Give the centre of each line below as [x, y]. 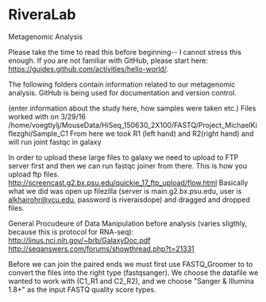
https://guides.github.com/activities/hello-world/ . [89, 68]
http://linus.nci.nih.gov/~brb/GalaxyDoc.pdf [79, 240]
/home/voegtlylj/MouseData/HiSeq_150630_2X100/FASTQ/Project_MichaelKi [133, 125]
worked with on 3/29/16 [47, 116]
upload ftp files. [34, 174]
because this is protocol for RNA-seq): [71, 231]
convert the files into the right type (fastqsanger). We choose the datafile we [133, 273]
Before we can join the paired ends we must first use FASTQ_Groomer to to [131, 264]
